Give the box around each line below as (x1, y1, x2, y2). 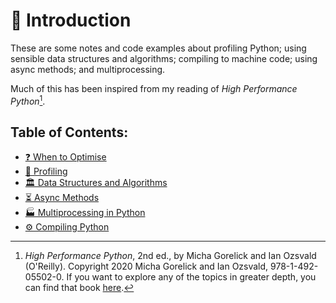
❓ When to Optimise (24, 151, 107, 163)
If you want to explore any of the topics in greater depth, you (66, 271, 317, 283)
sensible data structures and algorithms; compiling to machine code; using (10, 52, 318, 64)
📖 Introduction (10, 9, 132, 32)
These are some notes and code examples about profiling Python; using (10, 42, 307, 54)
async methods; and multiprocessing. (10, 63, 166, 75)
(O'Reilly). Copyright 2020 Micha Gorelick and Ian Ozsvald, (24, 260, 269, 273)
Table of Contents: (10, 124, 129, 141)
